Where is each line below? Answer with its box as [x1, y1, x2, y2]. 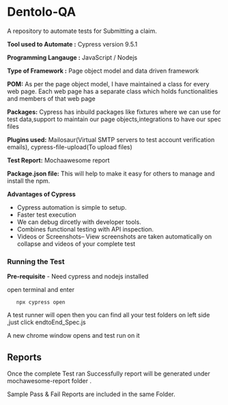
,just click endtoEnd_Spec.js [7, 318, 87, 326]
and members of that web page [7, 94, 96, 103]
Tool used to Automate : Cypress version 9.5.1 [7, 40, 138, 48]
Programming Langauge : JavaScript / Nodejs [7, 53, 138, 62]
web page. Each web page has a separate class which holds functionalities [7, 87, 218, 95]
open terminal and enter [7, 286, 75, 294]
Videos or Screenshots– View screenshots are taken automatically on [16, 232, 212, 241]
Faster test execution [16, 210, 76, 219]
